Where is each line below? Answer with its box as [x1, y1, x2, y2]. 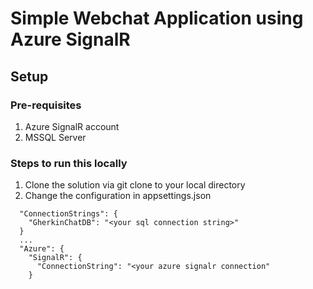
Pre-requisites [10, 98, 82, 112]
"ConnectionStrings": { [19, 209, 118, 219]
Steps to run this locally [10, 156, 128, 170]
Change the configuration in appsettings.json [24, 190, 212, 202]
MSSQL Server [24, 131, 87, 143]
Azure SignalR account [24, 120, 120, 132]
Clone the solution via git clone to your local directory [24, 179, 246, 191]
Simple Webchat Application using [10, 7, 304, 30]
